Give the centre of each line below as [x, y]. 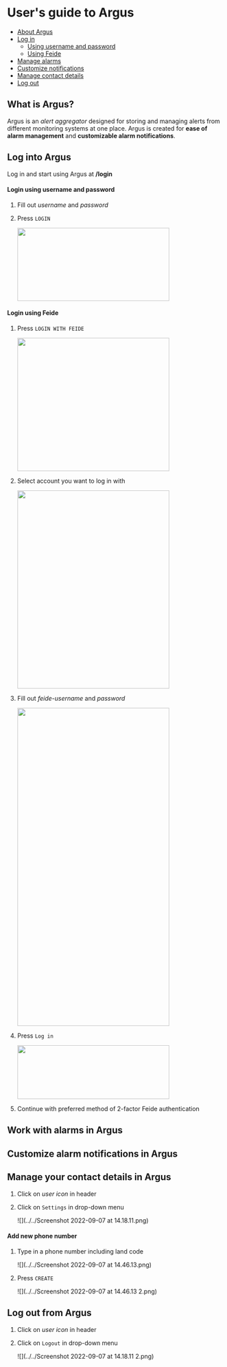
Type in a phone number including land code [80, 1251]
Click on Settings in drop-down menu [71, 1207]
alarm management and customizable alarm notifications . [92, 135]
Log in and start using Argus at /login [60, 174]
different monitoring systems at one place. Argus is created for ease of [107, 128]
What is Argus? [40, 105]
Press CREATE [35, 1278]
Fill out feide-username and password [71, 698]
